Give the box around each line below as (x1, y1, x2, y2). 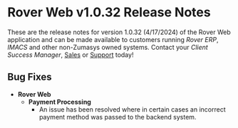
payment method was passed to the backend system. (38, 112, 197, 121)
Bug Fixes (7, 71, 52, 83)
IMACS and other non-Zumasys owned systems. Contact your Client (7, 43, 208, 51)
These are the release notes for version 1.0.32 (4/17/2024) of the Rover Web (7, 28, 231, 36)
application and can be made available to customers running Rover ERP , (7, 35, 219, 43)
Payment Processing (28, 97, 91, 106)
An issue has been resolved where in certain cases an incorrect (38, 105, 226, 114)
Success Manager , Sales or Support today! (7, 50, 134, 59)
